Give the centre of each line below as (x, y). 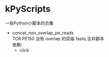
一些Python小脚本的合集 (29, 23)
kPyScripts (28, 9)
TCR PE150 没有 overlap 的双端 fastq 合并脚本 (58, 38)
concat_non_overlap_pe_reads (43, 33)
